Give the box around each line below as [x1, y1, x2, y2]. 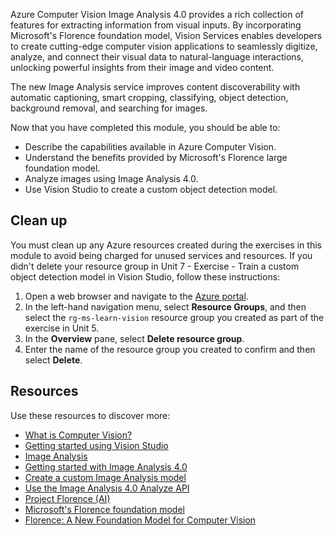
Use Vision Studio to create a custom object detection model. [24, 184, 278, 195]
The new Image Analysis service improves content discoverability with [10, 81, 301, 93]
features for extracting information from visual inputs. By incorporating [10, 19, 302, 31]
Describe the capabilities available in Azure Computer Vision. [24, 141, 277, 153]
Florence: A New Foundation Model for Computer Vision [24, 514, 257, 526]
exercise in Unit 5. [24, 322, 100, 334]
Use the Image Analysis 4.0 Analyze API [24, 482, 190, 494]
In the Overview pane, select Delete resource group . [24, 332, 245, 344]
